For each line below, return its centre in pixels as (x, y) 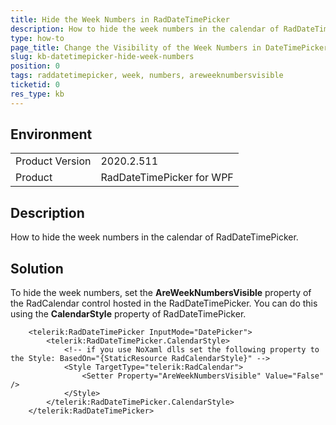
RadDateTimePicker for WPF (167, 178)
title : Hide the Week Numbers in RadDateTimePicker (120, 19)
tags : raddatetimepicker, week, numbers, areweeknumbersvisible (147, 76)
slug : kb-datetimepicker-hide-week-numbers (102, 57)
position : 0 (35, 66)
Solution (37, 268)
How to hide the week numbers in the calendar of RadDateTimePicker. (154, 237)
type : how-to (37, 38)
